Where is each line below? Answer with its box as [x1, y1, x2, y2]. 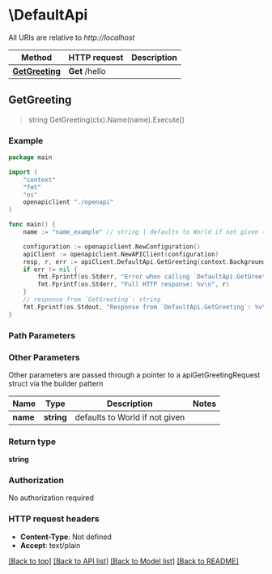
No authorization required [8, 493, 95, 503]
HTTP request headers [8, 513, 100, 524]
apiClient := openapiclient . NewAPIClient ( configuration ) [23, 250, 219, 258]
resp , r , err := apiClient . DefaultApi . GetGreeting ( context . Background [23, 257, 266, 265]
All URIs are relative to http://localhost [8, 32, 135, 42]
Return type [8, 436, 57, 447]
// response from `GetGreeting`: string [23, 296, 161, 304]
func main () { [8, 221, 57, 229]
